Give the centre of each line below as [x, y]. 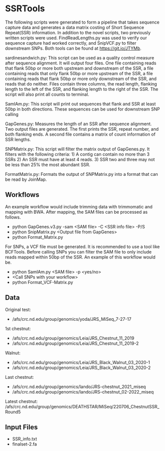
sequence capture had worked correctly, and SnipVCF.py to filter [71, 43]
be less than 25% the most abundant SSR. [48, 165]
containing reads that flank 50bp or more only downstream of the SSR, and [81, 79]
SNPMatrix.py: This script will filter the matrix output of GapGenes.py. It [77, 149]
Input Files [21, 427]
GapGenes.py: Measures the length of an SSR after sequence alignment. [79, 124]
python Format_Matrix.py [38, 237]
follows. [13, 217]
